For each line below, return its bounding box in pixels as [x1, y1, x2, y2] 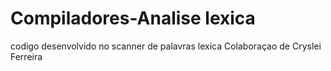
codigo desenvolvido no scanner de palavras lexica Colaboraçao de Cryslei [10, 40, 322, 52]
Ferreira [10, 50, 43, 62]
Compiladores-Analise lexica [10, 7, 256, 30]
